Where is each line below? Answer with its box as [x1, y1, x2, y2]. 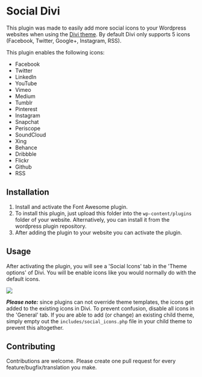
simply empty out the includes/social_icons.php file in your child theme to [6, 317, 192, 324]
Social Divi [6, 4, 60, 18]
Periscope [14, 124, 41, 132]
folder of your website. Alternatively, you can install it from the [14, 216, 170, 223]
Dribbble [14, 150, 37, 158]
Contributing [6, 341, 55, 352]
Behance [14, 144, 37, 151]
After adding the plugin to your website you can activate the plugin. [14, 228, 182, 236]
